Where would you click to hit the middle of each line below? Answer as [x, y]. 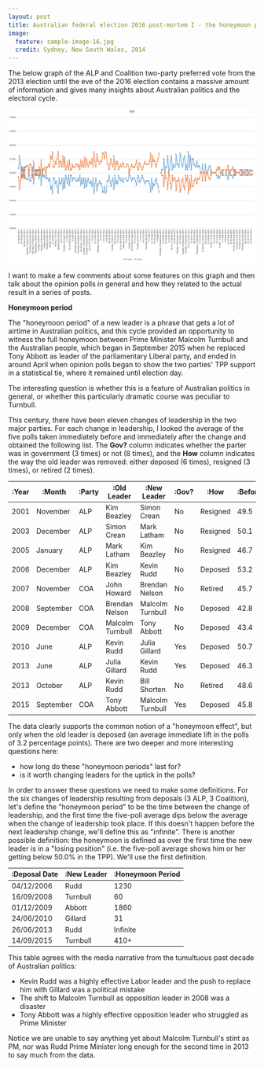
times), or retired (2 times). [51, 470]
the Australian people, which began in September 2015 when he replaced [127, 348]
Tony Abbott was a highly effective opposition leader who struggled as [134, 1015]
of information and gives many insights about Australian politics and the [124, 90]
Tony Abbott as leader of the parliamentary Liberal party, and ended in [122, 356]
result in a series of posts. [50, 293]
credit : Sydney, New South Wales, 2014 [81, 50]
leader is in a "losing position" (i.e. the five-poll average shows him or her [127, 848]
